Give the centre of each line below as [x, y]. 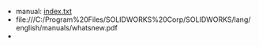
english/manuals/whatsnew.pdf [67, 28]
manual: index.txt [44, 11]
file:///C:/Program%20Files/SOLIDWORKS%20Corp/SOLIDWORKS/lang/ [133, 19]
